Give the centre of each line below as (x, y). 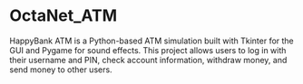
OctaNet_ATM (64, 16)
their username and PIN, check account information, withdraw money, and (148, 60)
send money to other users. (61, 70)
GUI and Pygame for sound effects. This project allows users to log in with (148, 50)
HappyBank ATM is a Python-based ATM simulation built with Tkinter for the (152, 41)
